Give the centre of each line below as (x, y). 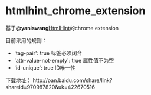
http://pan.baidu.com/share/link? (73, 80)
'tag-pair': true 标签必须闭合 (48, 53)
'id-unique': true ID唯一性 (45, 68)
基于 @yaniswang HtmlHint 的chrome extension (62, 28)
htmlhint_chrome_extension (75, 11)
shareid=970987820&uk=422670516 (50, 87)
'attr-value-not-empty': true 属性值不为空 (64, 60)
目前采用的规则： (26, 40)
